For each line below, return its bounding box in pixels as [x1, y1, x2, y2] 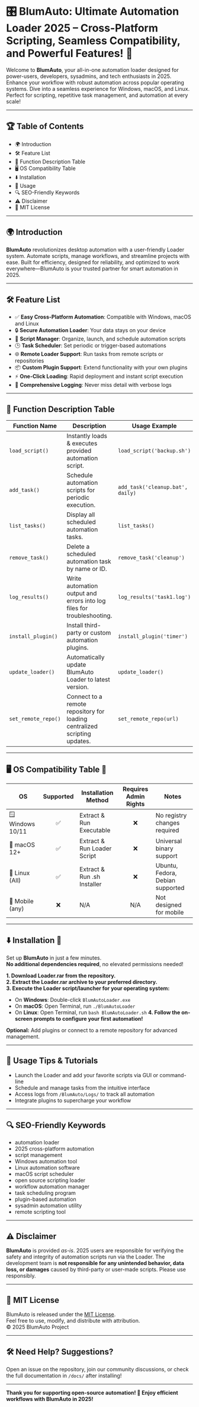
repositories [14, 357, 44, 364]
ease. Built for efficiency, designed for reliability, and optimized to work [6, 258, 180, 266]
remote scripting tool [14, 1209, 66, 1216]
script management [14, 1152, 63, 1159]
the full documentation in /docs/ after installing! [6, 1372, 122, 1379]
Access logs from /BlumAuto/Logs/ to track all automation [14, 1090, 155, 1097]
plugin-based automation [14, 1195, 77, 1203]
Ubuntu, [155, 862, 178, 869]
